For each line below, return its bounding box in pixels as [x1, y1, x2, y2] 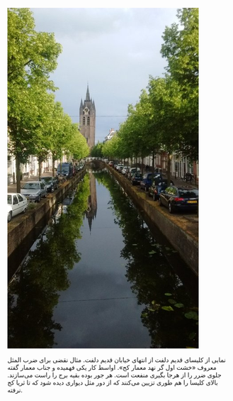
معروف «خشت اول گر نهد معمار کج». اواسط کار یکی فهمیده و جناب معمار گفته [7, 363, 217, 371]
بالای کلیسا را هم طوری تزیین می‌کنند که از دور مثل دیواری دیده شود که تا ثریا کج [7, 378, 218, 387]
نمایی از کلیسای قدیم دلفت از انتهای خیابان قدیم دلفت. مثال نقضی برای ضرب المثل [7, 356, 227, 364]
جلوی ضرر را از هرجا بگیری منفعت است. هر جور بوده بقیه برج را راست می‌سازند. [7, 370, 222, 379]
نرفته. [7, 386, 23, 394]
